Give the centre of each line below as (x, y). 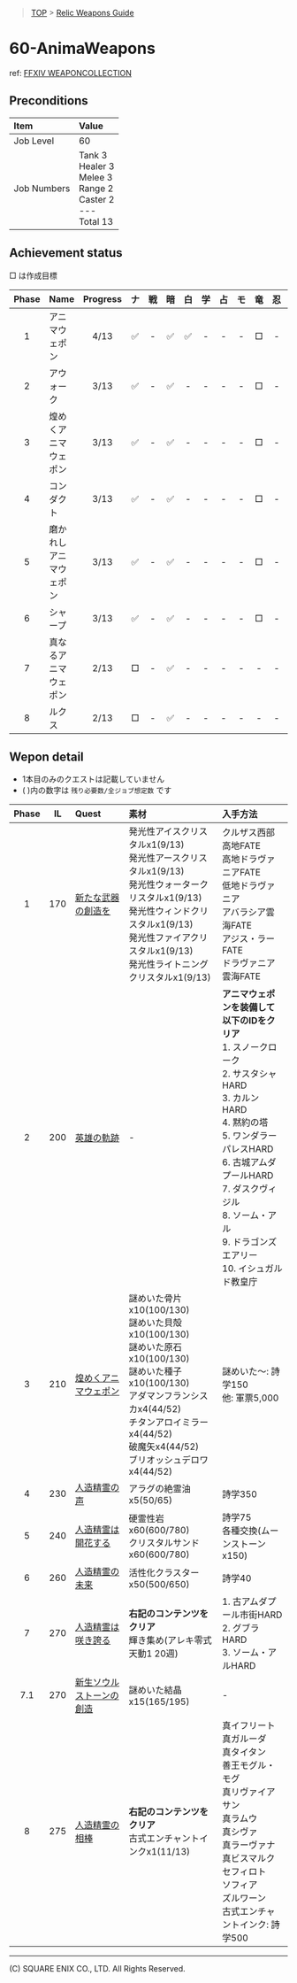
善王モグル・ (249, 1765)
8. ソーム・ (245, 1215)
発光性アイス (155, 831)
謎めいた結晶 (156, 1690)
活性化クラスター (164, 1573)
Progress (102, 298)
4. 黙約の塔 (245, 1123)
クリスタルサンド (164, 1543)
